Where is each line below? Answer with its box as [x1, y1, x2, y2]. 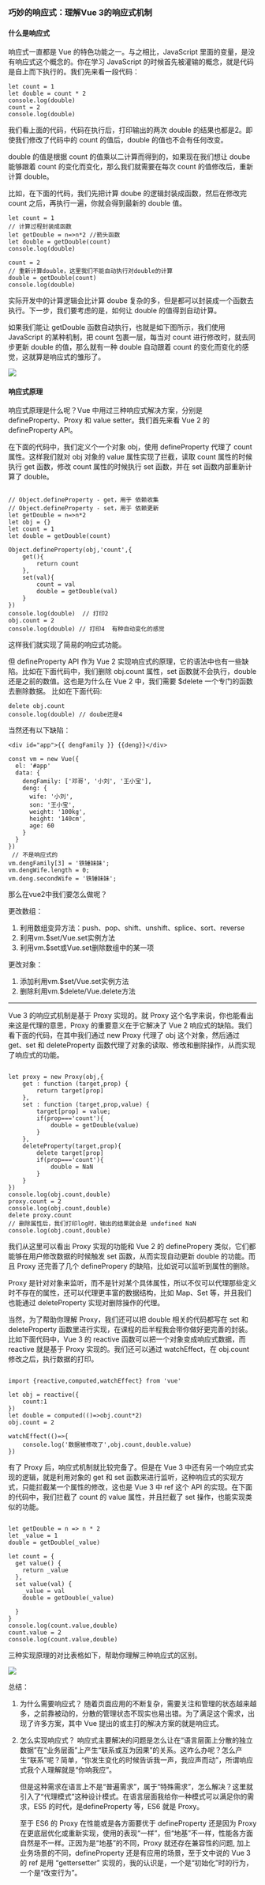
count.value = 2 [8, 1629, 62, 1637]
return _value [22, 1566, 69, 1575]
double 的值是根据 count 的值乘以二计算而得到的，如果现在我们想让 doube [8, 152, 251, 161]
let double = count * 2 [8, 89, 87, 98]
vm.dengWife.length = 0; [8, 866, 90, 875]
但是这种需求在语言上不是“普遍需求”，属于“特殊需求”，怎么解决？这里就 [19, 1782, 254, 1792]
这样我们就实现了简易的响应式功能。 [8, 640, 126, 649]
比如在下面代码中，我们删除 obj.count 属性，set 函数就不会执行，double [21, 667, 257, 676]
